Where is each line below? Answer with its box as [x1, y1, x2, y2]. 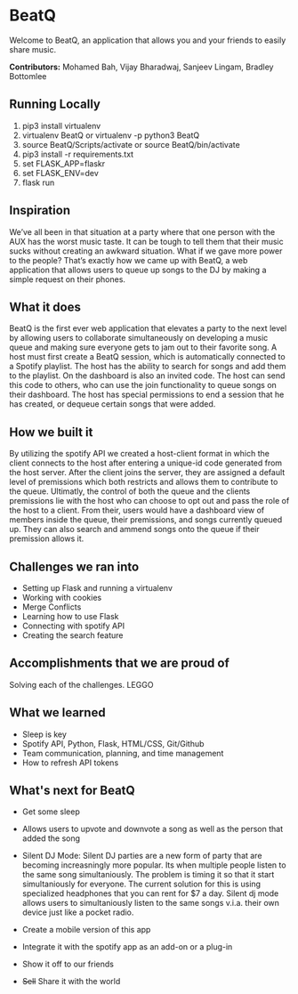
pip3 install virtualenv [21, 120, 101, 131]
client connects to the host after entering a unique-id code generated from [9, 457, 283, 468]
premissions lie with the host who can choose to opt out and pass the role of [9, 496, 290, 506]
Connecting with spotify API [21, 620, 125, 631]
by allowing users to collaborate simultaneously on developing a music [9, 333, 269, 343]
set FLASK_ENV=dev [21, 167, 100, 178]
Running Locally [9, 97, 101, 112]
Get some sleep [21, 806, 80, 817]
